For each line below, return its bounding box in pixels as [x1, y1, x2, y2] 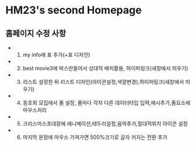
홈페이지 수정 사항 [5, 28, 66, 38]
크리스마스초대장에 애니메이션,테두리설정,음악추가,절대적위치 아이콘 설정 [22, 120, 188, 127]
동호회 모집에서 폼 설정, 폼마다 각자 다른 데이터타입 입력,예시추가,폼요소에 [22, 99, 191, 106]
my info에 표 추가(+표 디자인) [22, 51, 90, 58]
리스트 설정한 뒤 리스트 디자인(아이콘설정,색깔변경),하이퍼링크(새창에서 [22, 79, 184, 85]
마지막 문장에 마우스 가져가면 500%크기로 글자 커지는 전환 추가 [22, 134, 168, 141]
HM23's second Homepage [5, 4, 142, 17]
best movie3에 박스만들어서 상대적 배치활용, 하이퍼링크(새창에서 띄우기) [22, 65, 188, 72]
